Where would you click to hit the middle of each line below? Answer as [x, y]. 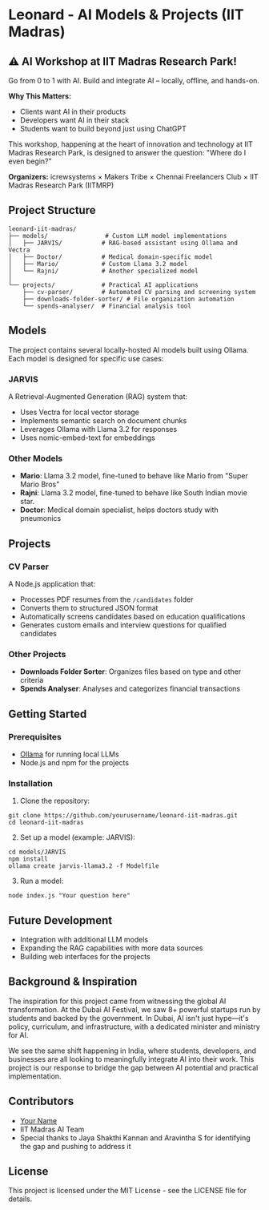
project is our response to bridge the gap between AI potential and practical [133, 1067]
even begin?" [30, 161]
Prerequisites [35, 736]
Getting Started [48, 714]
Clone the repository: [55, 801]
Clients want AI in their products [73, 111]
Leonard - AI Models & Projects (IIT [126, 15]
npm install [28, 859]
